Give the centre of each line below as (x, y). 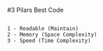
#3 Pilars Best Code (36, 10)
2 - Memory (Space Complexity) (52, 34)
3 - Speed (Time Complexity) (49, 41)
